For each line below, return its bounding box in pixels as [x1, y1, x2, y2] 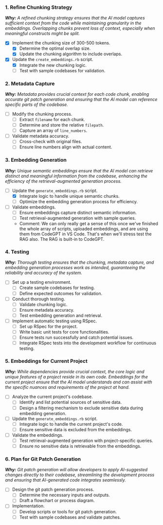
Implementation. [12, 503, 45, 509]
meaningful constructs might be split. [5, 31, 80, 37]
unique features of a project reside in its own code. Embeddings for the [5, 374, 148, 380]
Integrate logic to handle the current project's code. [19, 421, 123, 427]
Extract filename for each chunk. [19, 117, 85, 123]
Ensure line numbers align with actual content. [19, 144, 112, 150]
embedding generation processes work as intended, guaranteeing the [5, 265, 146, 271]
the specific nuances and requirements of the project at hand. [5, 384, 130, 390]
